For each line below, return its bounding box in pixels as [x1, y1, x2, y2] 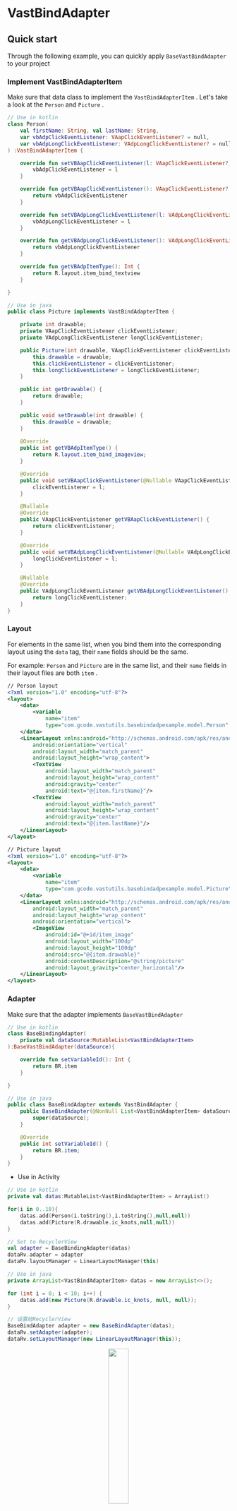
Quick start [7, 33, 58, 45]
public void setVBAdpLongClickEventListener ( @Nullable [20, 549, 185, 556]
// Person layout [7, 682, 59, 689]
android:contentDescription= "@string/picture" [44, 957, 185, 964]
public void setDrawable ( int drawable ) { [20, 412, 143, 419]
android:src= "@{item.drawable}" [44, 951, 140, 958]
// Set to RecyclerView [7, 1238, 78, 1246]
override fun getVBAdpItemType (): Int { [20, 263, 140, 270]
